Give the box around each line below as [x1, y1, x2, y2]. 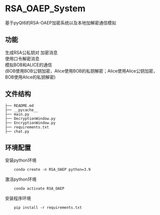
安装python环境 [5, 158, 37, 163]
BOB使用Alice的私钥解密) [5, 74, 56, 80]
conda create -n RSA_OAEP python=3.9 [14, 167, 91, 172]
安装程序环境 [5, 195, 31, 201]
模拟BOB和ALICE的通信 [5, 62, 52, 68]
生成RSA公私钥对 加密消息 [5, 50, 58, 55]
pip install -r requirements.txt [14, 205, 82, 210]
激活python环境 [5, 176, 37, 182]
